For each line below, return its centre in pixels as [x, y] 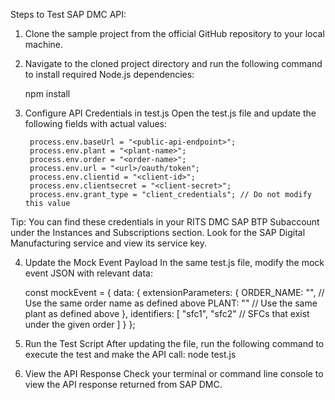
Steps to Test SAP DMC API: [68, 14]
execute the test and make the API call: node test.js [130, 354]
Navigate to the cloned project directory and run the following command [173, 63]
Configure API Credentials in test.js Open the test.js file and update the [170, 113]
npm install [47, 93]
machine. [44, 44]
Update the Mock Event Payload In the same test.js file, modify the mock [174, 262]
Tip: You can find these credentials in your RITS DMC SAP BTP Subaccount [165, 222]
